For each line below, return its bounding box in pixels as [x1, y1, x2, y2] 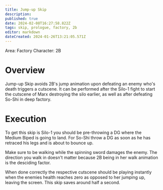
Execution [5, 114, 47, 124]
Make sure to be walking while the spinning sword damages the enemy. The [5, 149, 157, 155]
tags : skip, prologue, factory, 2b [5, 25, 77, 30]
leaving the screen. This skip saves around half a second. [5, 179, 121, 185]
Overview [5, 65, 45, 76]
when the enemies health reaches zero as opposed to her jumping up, [5, 174, 145, 180]
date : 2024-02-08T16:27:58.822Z [5, 20, 71, 26]
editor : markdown [5, 30, 40, 35]
